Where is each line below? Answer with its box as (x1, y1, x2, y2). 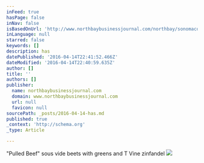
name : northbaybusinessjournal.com (12, 88, 102, 94)
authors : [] (6, 76, 36, 82)
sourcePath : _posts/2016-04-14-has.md (6, 110, 104, 116)
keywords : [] (6, 43, 39, 49)
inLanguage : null (6, 32, 50, 38)
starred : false (6, 37, 45, 43)
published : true (6, 116, 47, 122)
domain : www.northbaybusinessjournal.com (12, 93, 118, 99)
